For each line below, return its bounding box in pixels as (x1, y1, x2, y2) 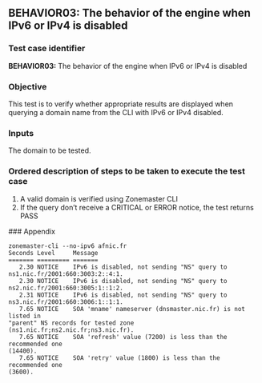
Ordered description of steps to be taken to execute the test (8, 166, 246, 177)
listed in (8, 312, 42, 320)
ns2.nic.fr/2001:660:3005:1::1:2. (8, 284, 124, 292)
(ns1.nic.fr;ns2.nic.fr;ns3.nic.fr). (8, 325, 135, 334)
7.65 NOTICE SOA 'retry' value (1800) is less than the (18, 353, 220, 362)
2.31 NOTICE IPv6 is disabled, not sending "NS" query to (18, 291, 228, 299)
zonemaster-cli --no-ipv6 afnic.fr (8, 241, 127, 250)
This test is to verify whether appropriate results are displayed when (8, 99, 234, 109)
